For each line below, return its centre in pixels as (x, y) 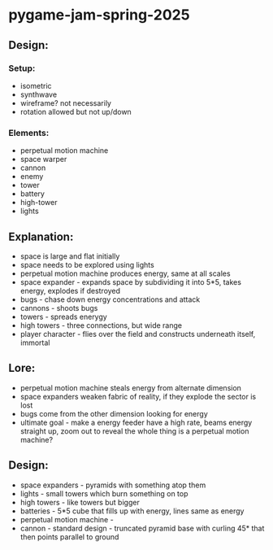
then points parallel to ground (69, 537)
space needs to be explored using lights (87, 264)
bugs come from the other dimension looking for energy (114, 413)
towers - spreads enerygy (63, 316)
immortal (35, 343)
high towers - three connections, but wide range (101, 325)
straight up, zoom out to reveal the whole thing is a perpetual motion (134, 431)
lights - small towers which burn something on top (104, 493)
